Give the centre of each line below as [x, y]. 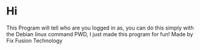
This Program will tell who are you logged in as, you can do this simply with [100, 28]
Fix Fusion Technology [34, 40]
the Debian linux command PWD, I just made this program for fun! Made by [100, 34]
